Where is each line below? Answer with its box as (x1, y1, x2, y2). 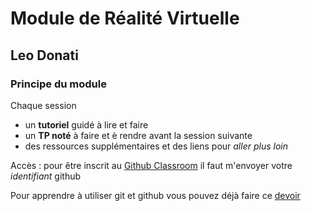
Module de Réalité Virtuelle (10, 7, 240, 30)
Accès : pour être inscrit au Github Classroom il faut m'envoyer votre (10, 159, 293, 171)
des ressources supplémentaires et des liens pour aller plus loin (24, 140, 288, 152)
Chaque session (10, 99, 77, 111)
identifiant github (10, 170, 82, 182)
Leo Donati (10, 47, 79, 64)
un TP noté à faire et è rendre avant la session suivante (24, 129, 253, 141)
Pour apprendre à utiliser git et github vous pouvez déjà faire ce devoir (10, 189, 301, 201)
